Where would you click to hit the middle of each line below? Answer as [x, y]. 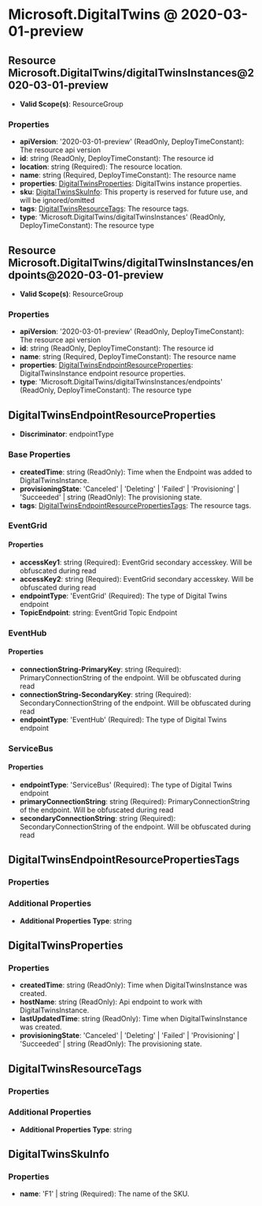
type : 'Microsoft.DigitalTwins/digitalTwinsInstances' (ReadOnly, [122, 217]
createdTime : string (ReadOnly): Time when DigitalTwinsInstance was [133, 985]
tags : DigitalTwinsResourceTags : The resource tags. [104, 209]
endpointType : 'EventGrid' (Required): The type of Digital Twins [123, 596]
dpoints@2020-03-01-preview [86, 275]
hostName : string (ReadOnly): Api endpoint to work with [111, 1002]
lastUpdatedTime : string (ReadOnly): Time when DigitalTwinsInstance [133, 1019]
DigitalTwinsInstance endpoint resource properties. [103, 373]
